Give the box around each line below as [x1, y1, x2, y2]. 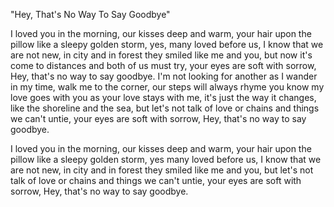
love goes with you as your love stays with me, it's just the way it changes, [10, 92, 317, 103]
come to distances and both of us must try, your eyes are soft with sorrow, [10, 60, 317, 71]
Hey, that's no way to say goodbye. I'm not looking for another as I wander [10, 70, 318, 82]
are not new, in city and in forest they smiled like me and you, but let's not [10, 164, 314, 176]
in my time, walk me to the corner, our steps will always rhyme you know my [10, 81, 325, 93]
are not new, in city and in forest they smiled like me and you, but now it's [10, 49, 313, 61]
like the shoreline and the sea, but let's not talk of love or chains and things [10, 102, 320, 114]
